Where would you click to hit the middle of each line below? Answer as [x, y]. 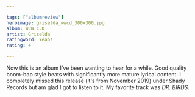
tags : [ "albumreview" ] [35, 17]
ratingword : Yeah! [30, 40]
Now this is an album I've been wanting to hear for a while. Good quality [97, 68]
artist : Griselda [28, 34]
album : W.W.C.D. [27, 28]
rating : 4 [19, 45]
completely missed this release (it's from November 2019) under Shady [96, 81]
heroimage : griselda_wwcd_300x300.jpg [55, 23]
